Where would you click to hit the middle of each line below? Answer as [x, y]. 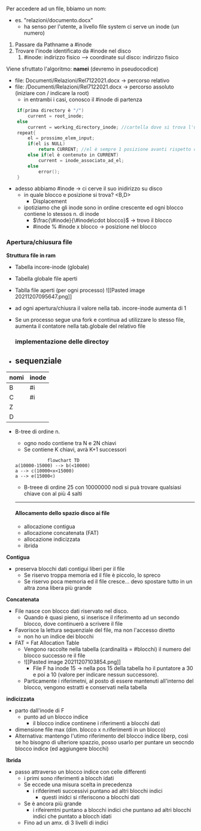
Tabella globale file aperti [46, 278]
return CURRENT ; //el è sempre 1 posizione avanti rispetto [115, 150]
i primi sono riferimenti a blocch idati [69, 778]
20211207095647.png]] [43, 296]
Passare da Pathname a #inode [53, 45]
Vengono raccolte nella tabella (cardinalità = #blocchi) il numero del [107, 649]
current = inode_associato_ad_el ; [81, 160]
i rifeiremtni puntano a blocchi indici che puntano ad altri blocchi [112, 809]
